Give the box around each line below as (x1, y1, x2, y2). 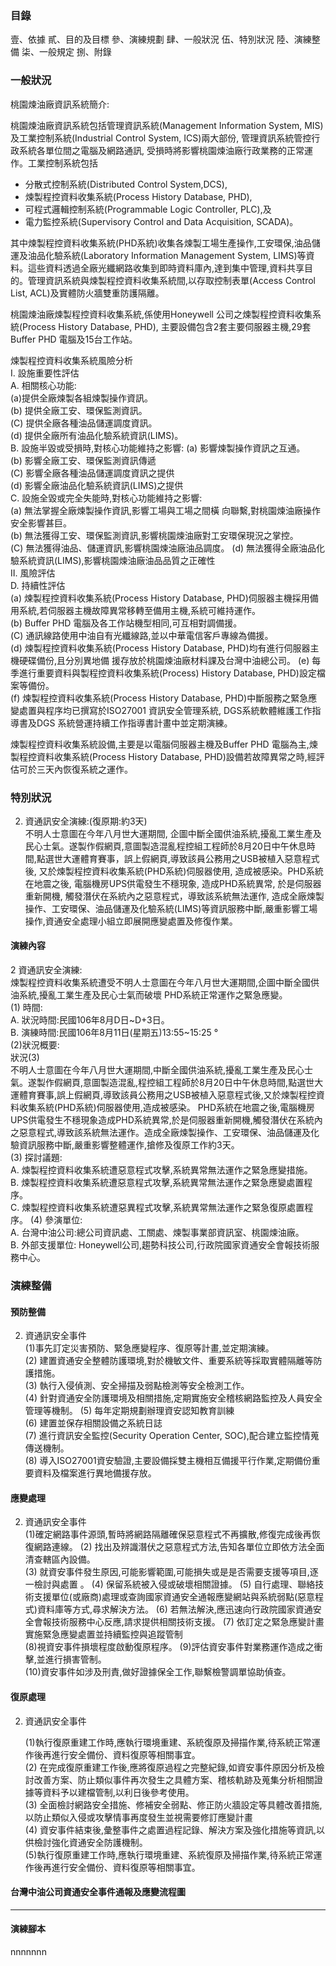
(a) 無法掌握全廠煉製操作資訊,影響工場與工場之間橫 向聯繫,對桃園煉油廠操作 (10, 504, 322, 516)
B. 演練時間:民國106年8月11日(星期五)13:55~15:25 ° (10, 1027, 219, 1039)
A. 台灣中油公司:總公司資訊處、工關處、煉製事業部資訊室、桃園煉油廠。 (10, 1227, 305, 1239)
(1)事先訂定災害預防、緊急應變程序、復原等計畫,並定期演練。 (24, 1342, 275, 1354)
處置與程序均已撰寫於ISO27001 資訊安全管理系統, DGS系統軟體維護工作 (18, 704, 313, 716)
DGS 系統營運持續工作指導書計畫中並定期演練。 (36, 717, 233, 729)
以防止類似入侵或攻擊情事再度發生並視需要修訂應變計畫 (24, 1811, 253, 1823)
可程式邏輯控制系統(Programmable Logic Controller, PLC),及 (24, 203, 272, 215)
